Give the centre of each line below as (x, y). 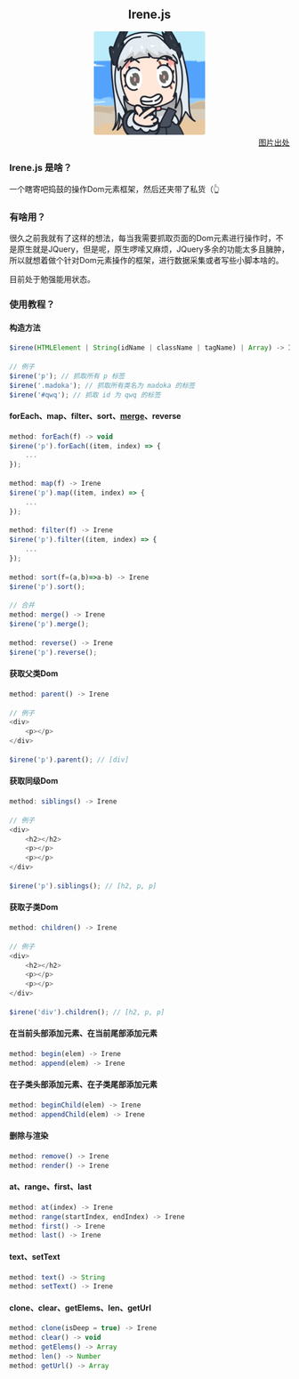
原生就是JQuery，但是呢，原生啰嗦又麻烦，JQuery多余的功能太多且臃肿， (153, 249)
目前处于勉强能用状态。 (52, 279)
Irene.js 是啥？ (41, 168)
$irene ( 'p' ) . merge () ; (49, 625)
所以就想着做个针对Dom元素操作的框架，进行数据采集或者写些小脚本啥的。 (146, 261)
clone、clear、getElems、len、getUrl (80, 1308)
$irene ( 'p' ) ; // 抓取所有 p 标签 (67, 376)
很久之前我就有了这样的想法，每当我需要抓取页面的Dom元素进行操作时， (142, 238)
